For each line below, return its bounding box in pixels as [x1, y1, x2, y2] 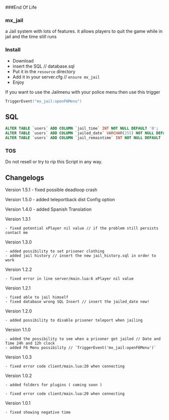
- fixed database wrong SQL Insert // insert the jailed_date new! [5, 299, 150, 305]
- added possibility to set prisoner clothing [5, 249, 105, 254]
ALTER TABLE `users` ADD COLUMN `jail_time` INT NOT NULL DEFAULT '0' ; [5, 126, 158, 131]
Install [5, 46, 21, 53]
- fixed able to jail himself [5, 295, 69, 300]
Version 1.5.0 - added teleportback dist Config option [5, 197, 115, 203]
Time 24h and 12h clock [5, 341, 55, 346]
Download [12, 57, 34, 64]
